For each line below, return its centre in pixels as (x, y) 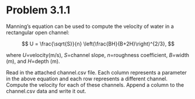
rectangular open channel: (38, 32)
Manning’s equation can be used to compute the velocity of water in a (90, 26)
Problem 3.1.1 (38, 10)
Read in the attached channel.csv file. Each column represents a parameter (96, 72)
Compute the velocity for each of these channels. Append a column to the (95, 84)
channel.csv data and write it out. (46, 91)
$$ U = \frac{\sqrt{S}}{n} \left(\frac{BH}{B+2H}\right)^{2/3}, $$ (98, 44)
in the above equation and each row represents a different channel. (87, 79)
